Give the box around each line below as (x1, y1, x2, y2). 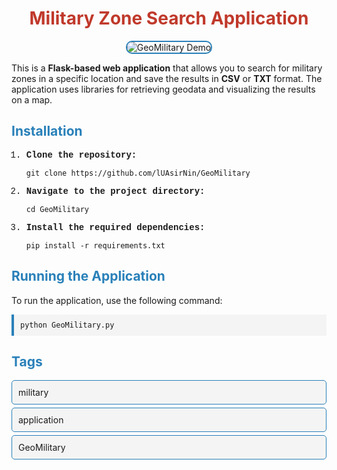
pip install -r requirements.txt (25, 240, 166, 251)
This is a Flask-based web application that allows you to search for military (11, 62, 323, 74)
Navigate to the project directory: (25, 185, 206, 197)
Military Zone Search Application (29, 7, 309, 30)
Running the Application (11, 268, 166, 285)
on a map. (11, 93, 53, 106)
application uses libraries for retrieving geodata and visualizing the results (11, 83, 316, 95)
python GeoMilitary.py (20, 320, 115, 330)
